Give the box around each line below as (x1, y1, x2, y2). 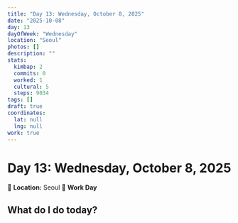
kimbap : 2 (13, 63, 43, 70)
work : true (7, 129, 40, 136)
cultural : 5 (13, 83, 50, 90)
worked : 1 (13, 76, 43, 84)
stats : (7, 57, 27, 64)
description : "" (7, 50, 55, 58)
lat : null (13, 116, 43, 123)
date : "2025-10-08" (7, 17, 65, 24)
